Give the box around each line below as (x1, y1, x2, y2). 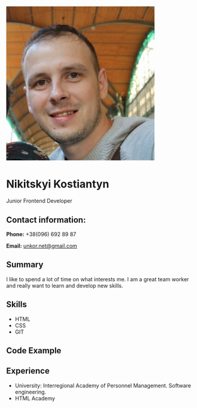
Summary (6, 260, 44, 270)
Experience (6, 366, 50, 376)
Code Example (6, 346, 62, 356)
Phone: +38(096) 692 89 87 (6, 230, 77, 237)
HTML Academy (14, 394, 56, 402)
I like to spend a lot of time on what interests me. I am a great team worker (6, 275, 189, 282)
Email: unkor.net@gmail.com (6, 242, 78, 249)
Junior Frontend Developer (6, 197, 73, 204)
